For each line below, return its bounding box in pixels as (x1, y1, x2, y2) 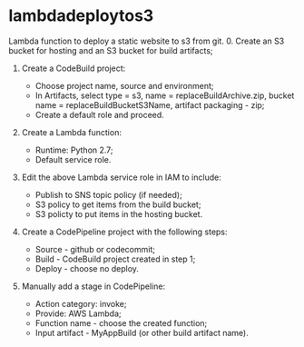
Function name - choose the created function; (34, 317, 208, 328)
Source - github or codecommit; (34, 243, 156, 254)
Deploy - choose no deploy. (34, 263, 140, 273)
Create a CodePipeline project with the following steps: (21, 226, 228, 237)
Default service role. (34, 154, 112, 164)
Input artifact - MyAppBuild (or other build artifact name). (34, 327, 249, 338)
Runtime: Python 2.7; (34, 144, 114, 155)
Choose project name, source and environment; (34, 80, 214, 91)
